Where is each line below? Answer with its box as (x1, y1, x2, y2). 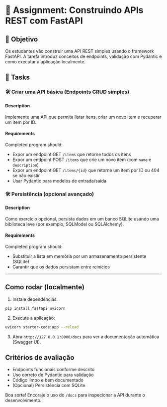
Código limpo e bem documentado (12, 377, 83, 383)
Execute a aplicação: (12, 315, 55, 321)
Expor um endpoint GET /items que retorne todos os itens (12, 151, 131, 157)
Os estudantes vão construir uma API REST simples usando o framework (5, 48, 154, 54)
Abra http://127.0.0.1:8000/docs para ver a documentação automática (12, 334, 160, 340)
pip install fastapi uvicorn (5, 306, 66, 311)
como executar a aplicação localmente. (5, 59, 86, 64)
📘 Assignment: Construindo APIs (5, 4, 144, 16)
